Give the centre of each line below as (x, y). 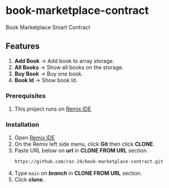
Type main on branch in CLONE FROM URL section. (78, 173)
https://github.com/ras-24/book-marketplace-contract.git (89, 162)
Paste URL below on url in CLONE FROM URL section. (81, 151)
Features (23, 46)
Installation (23, 125)
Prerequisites (26, 96)
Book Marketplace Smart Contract (48, 27)
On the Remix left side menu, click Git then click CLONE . (84, 144)
